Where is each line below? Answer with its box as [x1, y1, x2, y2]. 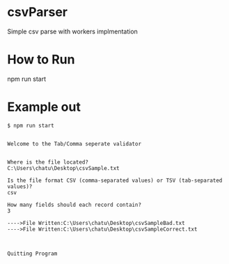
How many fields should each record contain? [7, 201, 141, 208]
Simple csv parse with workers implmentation [7, 27, 138, 36]
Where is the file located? [7, 158, 89, 166]
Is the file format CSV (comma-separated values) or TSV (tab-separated [7, 177, 223, 184]
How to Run [7, 52, 75, 68]
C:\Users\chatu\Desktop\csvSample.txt [7, 164, 120, 171]
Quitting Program [7, 250, 58, 257]
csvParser [7, 4, 68, 20]
